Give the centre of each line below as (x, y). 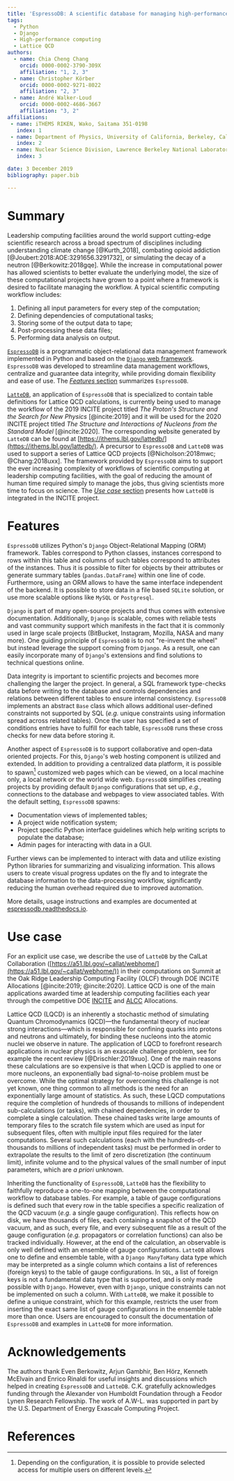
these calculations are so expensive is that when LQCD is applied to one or (115, 1066)
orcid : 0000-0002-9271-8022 (60, 85)
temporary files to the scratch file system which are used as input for (106, 1126)
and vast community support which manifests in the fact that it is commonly (116, 625)
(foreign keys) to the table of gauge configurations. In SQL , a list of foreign (112, 1272)
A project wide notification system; (67, 822)
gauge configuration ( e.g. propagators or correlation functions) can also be (115, 1235)
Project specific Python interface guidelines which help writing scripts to (122, 830)
